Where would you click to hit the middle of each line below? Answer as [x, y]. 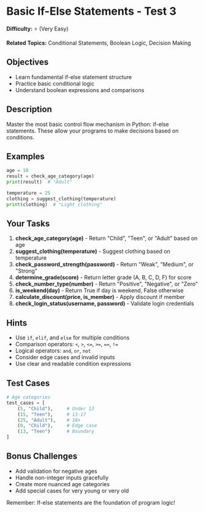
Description [29, 110]
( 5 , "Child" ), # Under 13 [56, 409]
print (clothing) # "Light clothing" [55, 204]
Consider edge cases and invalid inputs [65, 357]
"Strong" [26, 271]
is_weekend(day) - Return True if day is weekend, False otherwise [99, 290]
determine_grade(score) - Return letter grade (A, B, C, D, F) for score [103, 277]
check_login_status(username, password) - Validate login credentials [104, 304]
